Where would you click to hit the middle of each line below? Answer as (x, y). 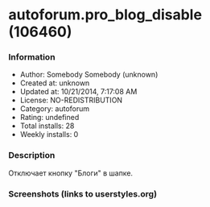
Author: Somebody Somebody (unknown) (89, 75)
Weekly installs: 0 (49, 135)
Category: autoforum (55, 109)
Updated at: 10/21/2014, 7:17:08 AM (78, 92)
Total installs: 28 (47, 126)
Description (32, 155)
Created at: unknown (55, 83)
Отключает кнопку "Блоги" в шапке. (71, 173)
